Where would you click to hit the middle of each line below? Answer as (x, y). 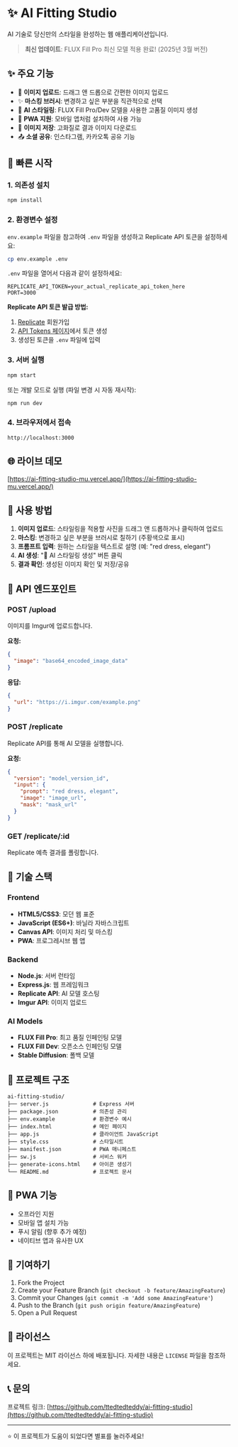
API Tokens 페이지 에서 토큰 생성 (62, 331)
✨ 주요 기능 (31, 73)
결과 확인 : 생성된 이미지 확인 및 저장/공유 (73, 564)
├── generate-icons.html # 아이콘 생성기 (70, 1165)
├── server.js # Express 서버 (71, 1104)
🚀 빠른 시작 (30, 164)
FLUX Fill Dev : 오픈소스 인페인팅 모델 (69, 1046)
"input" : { (30, 785)
